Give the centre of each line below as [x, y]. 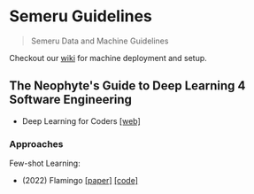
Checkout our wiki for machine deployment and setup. [108, 58]
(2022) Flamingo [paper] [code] [80, 181]
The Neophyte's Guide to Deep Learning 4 [127, 86]
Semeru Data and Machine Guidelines [100, 41]
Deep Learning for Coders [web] [81, 120]
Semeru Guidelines [81, 16]
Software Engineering [71, 100]
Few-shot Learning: [45, 163]
